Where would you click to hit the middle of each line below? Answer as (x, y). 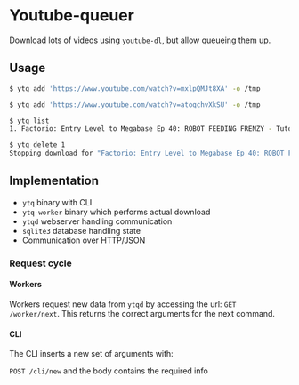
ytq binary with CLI (57, 202)
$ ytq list (29, 121)
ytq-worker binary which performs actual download (116, 212)
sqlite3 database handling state (81, 230)
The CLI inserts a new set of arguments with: (91, 354)
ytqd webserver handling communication (97, 221)
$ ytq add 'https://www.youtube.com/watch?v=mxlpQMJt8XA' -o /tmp (135, 88)
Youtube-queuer (72, 16)
